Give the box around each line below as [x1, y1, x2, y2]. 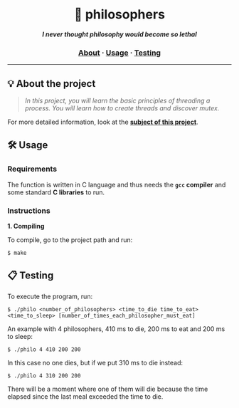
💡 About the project [7, 78, 96, 90]
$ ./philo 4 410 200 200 [7, 345, 81, 353]
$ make [7, 249, 27, 257]
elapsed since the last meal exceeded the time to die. [7, 392, 164, 401]
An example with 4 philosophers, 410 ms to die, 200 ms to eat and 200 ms [7, 324, 225, 333]
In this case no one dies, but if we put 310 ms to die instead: [7, 358, 184, 367]
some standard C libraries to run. [7, 188, 105, 197]
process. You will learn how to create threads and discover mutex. [24, 104, 220, 113]
